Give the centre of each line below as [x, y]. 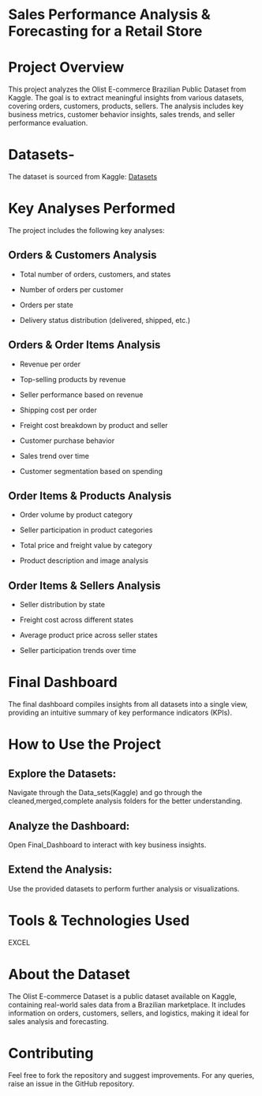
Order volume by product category [76, 515]
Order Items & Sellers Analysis [84, 586]
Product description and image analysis [84, 561]
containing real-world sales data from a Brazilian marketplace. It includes [127, 1004]
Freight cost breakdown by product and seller [94, 425]
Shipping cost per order [58, 410]
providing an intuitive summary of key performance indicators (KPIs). [120, 713]
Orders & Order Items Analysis [84, 345]
